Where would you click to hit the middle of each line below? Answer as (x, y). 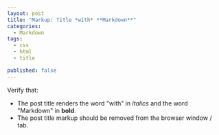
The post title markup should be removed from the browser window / (114, 118)
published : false (32, 70)
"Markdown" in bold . (47, 110)
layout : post (26, 13)
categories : (24, 26)
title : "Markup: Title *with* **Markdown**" (72, 20)
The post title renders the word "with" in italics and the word (102, 103)
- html (23, 52)
